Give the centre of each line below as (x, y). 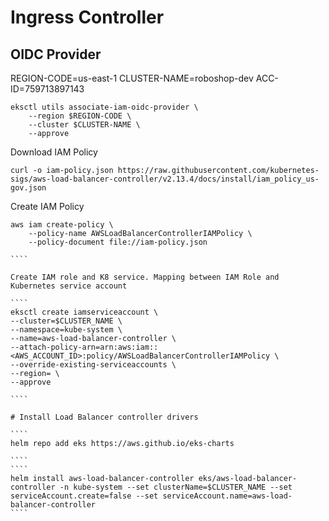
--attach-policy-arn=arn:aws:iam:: (84, 347)
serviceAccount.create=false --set (84, 496)
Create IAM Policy (47, 206)
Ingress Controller (87, 17)
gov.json (28, 188)
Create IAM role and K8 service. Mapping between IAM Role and (145, 277)
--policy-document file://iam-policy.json (118, 242)
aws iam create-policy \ (62, 225)
